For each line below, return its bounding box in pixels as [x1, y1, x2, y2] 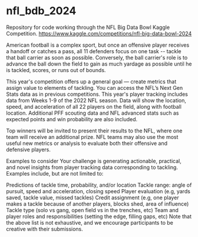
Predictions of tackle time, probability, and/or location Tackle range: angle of [6, 181, 192, 189]
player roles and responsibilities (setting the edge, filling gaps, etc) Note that [6, 213, 192, 220]
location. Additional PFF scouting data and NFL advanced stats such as [6, 109, 179, 116]
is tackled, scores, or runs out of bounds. [6, 66, 106, 73]
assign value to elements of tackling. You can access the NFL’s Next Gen [6, 84, 183, 91]
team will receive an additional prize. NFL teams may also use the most [6, 133, 179, 140]
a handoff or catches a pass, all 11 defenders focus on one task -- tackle [6, 47, 181, 54]
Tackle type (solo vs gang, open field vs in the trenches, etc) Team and [6, 206, 179, 213]
